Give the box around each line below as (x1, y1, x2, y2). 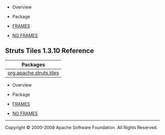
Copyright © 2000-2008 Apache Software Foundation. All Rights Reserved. (5, 124, 158, 130)
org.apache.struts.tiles (7, 69, 59, 76)
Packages (21, 61, 45, 68)
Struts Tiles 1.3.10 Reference (5, 46, 94, 55)
